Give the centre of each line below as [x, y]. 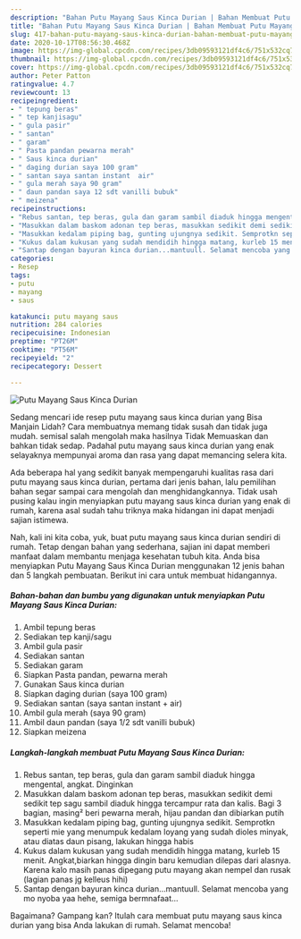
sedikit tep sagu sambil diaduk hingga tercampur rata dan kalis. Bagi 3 [152, 804]
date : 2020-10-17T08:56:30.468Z [70, 42]
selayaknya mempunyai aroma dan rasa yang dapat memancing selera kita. [149, 455]
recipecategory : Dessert [56, 366]
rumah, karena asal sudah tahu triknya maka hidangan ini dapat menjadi [142, 510]
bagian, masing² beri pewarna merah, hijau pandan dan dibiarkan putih [154, 813]
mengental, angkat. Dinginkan [78, 784]
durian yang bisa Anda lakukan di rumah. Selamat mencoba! [121, 926]
